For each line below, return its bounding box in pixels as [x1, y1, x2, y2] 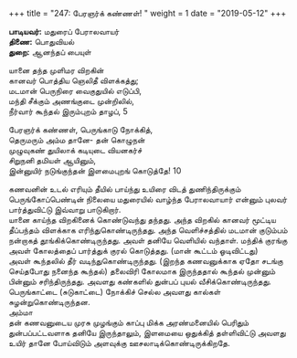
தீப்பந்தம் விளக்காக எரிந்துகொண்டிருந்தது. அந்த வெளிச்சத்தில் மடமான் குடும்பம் [8, 225, 289, 236]
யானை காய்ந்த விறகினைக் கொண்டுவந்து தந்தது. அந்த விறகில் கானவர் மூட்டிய [8, 215, 276, 225]
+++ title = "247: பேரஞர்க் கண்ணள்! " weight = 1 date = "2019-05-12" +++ [8, 8, 287, 18]
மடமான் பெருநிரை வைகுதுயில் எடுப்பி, [8, 86, 143, 96]
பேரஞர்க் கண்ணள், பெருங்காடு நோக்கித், [8, 124, 154, 135]
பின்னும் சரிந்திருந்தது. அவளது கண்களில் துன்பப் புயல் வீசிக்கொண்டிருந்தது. [8, 276, 271, 287]
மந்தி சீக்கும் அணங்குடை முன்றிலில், [8, 96, 134, 106]
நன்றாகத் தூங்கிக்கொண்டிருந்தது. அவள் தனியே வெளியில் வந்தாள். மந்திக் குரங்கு [8, 235, 288, 246]
